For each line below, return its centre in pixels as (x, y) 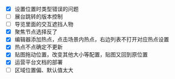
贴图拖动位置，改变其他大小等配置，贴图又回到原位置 (81, 55)
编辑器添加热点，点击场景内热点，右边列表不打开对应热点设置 (92, 39)
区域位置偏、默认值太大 (44, 70)
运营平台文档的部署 (39, 62)
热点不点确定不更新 (39, 47)
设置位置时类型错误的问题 (46, 9)
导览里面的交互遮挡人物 (44, 24)
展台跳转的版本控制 (39, 16)
